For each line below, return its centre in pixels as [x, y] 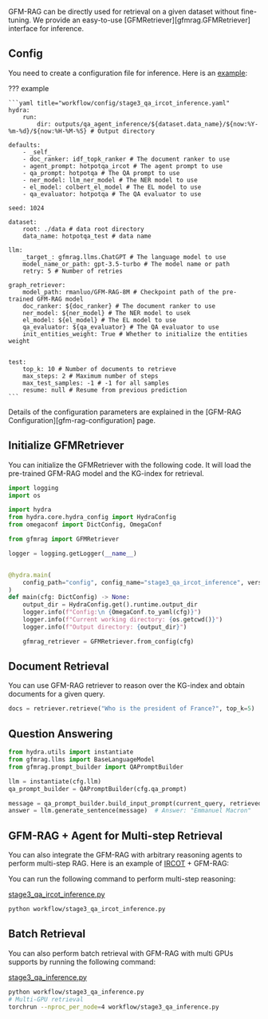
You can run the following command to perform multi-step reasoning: [122, 879]
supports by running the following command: [82, 961]
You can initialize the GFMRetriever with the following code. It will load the [130, 465]
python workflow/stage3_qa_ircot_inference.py [87, 909]
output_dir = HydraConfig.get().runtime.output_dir [110, 605]
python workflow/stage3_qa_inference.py [77, 992]
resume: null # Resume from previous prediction [105, 390]
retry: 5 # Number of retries [73, 271]
